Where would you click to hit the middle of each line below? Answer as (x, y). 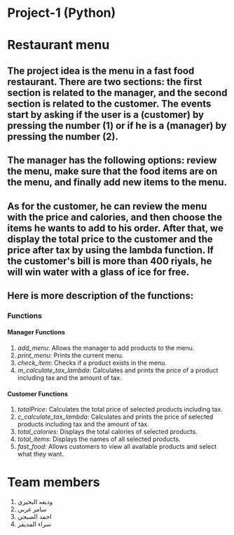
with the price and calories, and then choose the (115, 217)
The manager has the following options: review (112, 160)
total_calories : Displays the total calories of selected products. (107, 432)
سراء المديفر (34, 524)
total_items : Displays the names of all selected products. (99, 439)
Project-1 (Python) (62, 13)
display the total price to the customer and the (110, 239)
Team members (54, 482)
